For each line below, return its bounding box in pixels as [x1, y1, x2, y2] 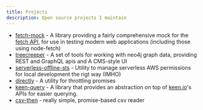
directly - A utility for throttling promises [15, 77, 116, 84]
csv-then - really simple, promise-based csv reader [15, 96, 145, 104]
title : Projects [6, 9, 48, 15]
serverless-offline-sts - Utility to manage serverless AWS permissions [15, 64, 191, 71]
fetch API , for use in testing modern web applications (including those [15, 38, 191, 45]
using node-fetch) [15, 44, 61, 52]
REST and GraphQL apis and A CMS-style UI [15, 57, 127, 65]
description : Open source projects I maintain [6, 15, 127, 21]
